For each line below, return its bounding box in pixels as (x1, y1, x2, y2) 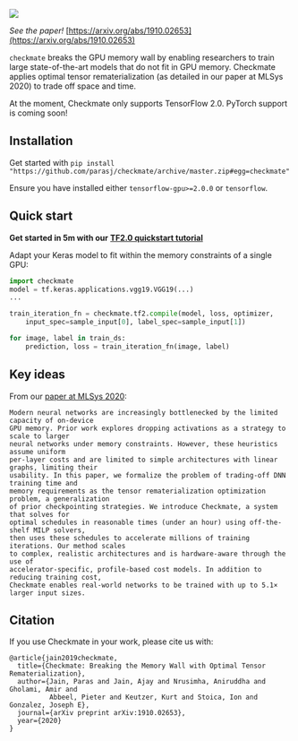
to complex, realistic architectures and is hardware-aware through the (9, 549, 286, 558)
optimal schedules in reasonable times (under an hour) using (9, 518, 246, 527)
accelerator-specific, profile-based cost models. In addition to (9, 564, 262, 573)
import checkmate (9, 276, 74, 286)
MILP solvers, (32, 525, 87, 535)
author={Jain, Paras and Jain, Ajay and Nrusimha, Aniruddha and (17, 677, 267, 686)
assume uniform (9, 447, 66, 456)
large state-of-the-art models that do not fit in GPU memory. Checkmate (9, 62, 276, 72)
